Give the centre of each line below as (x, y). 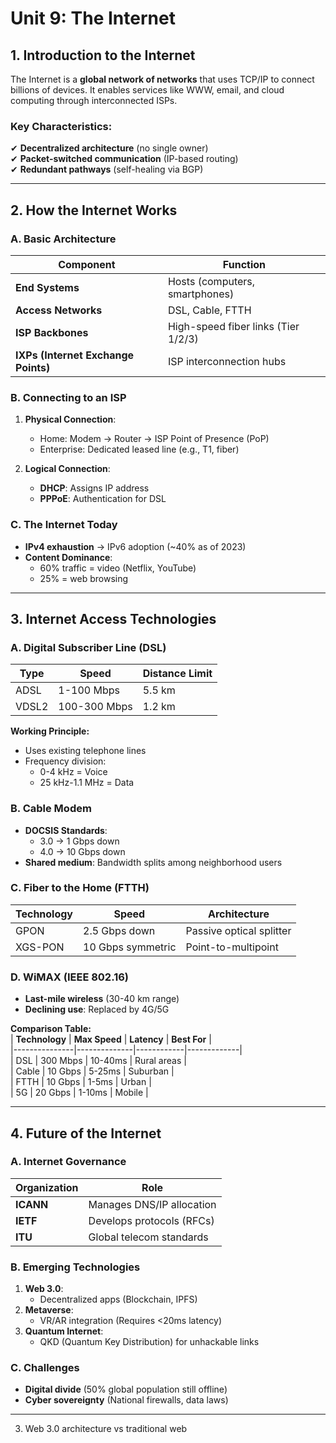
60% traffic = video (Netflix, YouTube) (118, 568)
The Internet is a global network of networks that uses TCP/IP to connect (162, 79)
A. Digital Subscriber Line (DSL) (88, 647)
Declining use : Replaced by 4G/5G (97, 1009)
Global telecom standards (148, 1237)
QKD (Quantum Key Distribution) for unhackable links (149, 1342)
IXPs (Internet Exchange (75, 355)
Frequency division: (65, 761)
